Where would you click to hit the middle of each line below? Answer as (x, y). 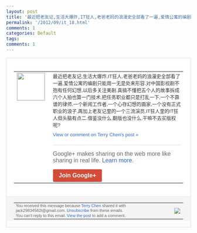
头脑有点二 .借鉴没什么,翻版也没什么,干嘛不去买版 (117, 118)
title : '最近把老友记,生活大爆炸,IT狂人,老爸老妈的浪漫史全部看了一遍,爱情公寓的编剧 (99, 17)
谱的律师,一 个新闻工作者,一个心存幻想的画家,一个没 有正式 (117, 104)
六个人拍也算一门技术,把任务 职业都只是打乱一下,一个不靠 (116, 97)
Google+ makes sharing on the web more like (112, 154)
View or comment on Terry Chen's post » (96, 135)
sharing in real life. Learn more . (93, 160)
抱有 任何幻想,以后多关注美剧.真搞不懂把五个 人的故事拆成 (116, 90)
